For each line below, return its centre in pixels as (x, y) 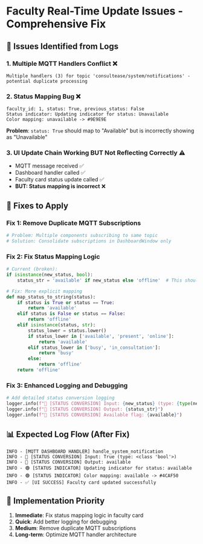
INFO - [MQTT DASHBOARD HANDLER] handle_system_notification (85, 452)
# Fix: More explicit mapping (44, 291)
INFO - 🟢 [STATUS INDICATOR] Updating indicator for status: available (99, 468)
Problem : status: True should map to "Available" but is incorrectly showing (100, 131)
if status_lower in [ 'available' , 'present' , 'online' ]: (101, 336)
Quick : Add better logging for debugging (66, 522)
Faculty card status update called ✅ (60, 180)
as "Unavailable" (27, 137)
